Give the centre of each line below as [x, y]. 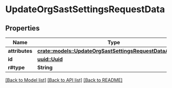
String [45, 67]
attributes [20, 51]
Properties [23, 28]
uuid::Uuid [50, 59]
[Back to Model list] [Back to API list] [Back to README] [64, 80]
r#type [16, 67]
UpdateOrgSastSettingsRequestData [85, 9]
